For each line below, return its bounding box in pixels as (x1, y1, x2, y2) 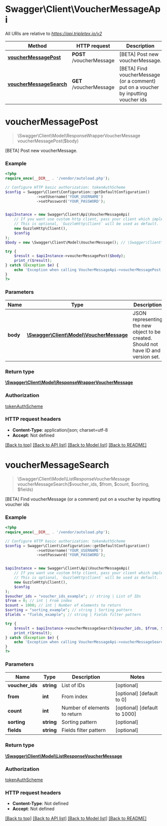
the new (132, 322, 152, 329)
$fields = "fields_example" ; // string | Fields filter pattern (5, 612, 141, 617)
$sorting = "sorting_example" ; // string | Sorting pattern (5, 607, 133, 613)
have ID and (132, 347, 161, 354)
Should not (132, 341, 158, 348)
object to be (132, 328, 161, 335)
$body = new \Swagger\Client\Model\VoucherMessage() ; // (5, 240, 126, 245)
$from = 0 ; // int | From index (5, 598, 72, 603)
